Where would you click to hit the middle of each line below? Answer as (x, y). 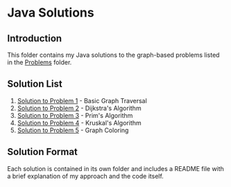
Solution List (35, 84)
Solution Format (43, 152)
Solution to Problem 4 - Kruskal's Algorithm (79, 123)
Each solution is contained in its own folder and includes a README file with (115, 168)
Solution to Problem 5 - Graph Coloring (73, 130)
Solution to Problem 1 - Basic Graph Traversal (82, 100)
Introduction (35, 38)
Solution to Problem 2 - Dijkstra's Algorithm (79, 108)
